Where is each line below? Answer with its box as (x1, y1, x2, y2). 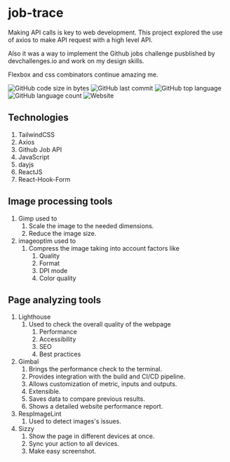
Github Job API (18, 145, 62, 154)
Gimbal (18, 357, 39, 366)
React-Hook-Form (18, 175, 71, 183)
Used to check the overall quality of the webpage (28, 320, 171, 329)
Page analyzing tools (8, 293, 102, 306)
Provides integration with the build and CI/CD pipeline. (28, 372, 186, 381)
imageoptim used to (18, 237, 76, 245)
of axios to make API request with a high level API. (8, 35, 153, 44)
